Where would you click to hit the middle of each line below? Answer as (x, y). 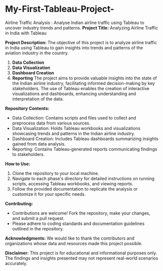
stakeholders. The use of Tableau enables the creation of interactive (81, 88)
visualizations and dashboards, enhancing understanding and (74, 94)
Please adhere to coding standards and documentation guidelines (78, 223)
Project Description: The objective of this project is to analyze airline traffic (81, 42)
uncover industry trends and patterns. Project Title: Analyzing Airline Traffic (82, 27)
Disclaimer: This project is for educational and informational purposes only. (81, 253)
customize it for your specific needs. (49, 194)
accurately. (16, 263)
